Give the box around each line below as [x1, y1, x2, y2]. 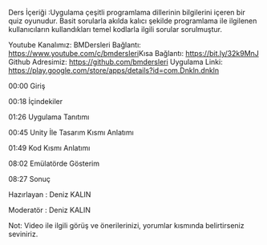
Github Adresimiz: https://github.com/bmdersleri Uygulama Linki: [8, 57, 223, 66]
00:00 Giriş [8, 81, 46, 90]
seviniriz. [8, 229, 38, 239]
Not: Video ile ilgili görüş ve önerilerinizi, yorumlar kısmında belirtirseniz [8, 221, 245, 230]
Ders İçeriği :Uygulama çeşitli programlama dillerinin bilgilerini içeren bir [8, 8, 246, 17]
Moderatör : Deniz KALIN [8, 205, 91, 215]
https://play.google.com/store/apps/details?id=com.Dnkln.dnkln [8, 66, 220, 75]
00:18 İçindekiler [8, 97, 63, 106]
